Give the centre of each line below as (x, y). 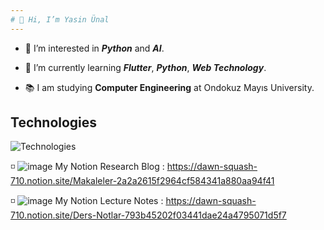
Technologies (54, 122)
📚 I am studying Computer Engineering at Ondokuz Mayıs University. (169, 87)
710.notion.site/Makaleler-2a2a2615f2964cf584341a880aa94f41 (142, 181)
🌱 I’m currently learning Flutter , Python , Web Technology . (145, 67)
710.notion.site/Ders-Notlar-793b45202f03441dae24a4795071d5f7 (148, 215)
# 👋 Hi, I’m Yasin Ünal (60, 19)
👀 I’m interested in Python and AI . (94, 48)
